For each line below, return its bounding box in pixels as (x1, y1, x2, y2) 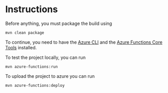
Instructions (5, 4, 58, 15)
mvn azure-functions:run (5, 64, 58, 69)
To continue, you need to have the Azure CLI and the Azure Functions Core (5, 39, 163, 45)
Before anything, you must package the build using (5, 20, 113, 26)
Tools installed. (5, 44, 37, 50)
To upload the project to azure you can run (5, 73, 95, 79)
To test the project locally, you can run (5, 54, 86, 60)
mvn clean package (5, 30, 44, 35)
